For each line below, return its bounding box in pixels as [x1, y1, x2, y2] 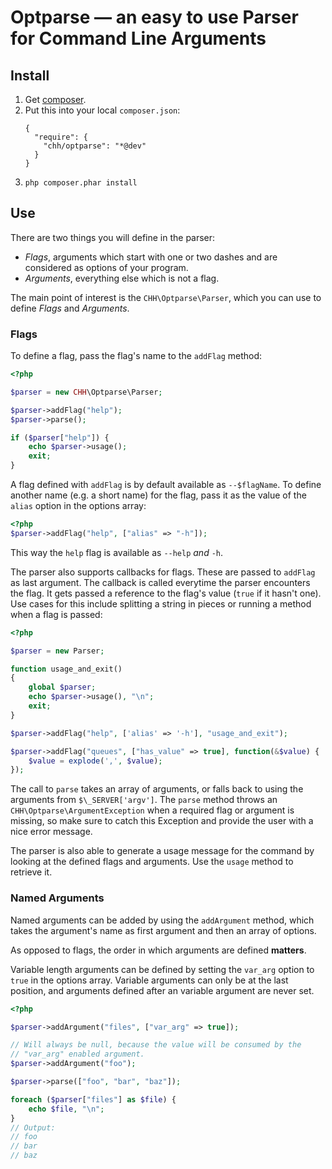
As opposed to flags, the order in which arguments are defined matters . [10, 944, 307, 956]
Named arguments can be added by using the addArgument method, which [10, 914, 315, 926]
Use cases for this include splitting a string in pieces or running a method [10, 597, 312, 610]
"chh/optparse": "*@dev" [43, 141, 147, 151]
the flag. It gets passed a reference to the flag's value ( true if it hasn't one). [10, 587, 322, 599]
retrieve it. [10, 866, 53, 878]
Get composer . [24, 94, 87, 105]
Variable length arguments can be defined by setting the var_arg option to [10, 963, 315, 975]
